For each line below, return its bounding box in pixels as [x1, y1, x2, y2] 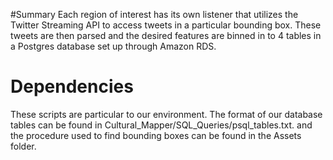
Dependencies [10, 75, 134, 98]
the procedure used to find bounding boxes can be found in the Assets [10, 129, 302, 141]
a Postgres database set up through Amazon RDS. [10, 40, 217, 52]
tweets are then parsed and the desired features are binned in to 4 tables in [10, 30, 322, 41]
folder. [10, 140, 37, 152]
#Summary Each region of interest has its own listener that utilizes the [10, 9, 299, 20]
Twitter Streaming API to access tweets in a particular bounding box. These [10, 19, 322, 31]
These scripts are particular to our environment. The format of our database [10, 108, 323, 120]
